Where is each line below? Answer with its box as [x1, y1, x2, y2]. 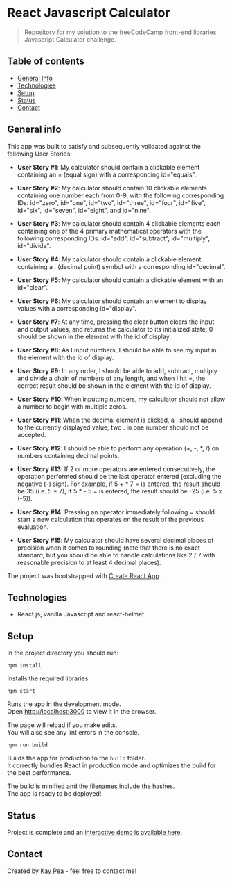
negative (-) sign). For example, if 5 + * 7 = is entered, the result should [17, 480, 221, 488]
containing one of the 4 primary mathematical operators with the [17, 227, 202, 235]
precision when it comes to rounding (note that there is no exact [17, 544, 200, 552]
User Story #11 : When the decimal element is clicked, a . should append [17, 416, 223, 424]
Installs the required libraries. [7, 674, 91, 683]
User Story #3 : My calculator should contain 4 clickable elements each [17, 219, 221, 227]
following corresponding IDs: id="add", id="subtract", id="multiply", [17, 234, 211, 243]
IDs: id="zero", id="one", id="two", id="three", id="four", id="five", [17, 198, 206, 206]
